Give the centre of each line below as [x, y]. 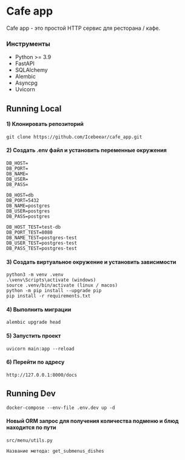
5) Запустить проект [34, 336]
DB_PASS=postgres [28, 217]
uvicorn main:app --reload [40, 349]
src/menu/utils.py [29, 440]
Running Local [34, 109]
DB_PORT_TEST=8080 [29, 232]
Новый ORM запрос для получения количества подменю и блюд [92, 421]
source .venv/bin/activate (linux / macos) [62, 285]
